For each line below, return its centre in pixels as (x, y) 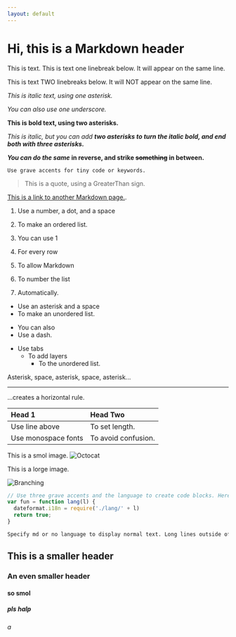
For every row (38, 251)
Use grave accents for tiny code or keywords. (77, 170)
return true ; (33, 515)
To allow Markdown (46, 265)
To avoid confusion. (123, 438)
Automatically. (38, 292)
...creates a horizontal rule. (46, 397)
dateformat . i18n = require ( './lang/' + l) (77, 509)
